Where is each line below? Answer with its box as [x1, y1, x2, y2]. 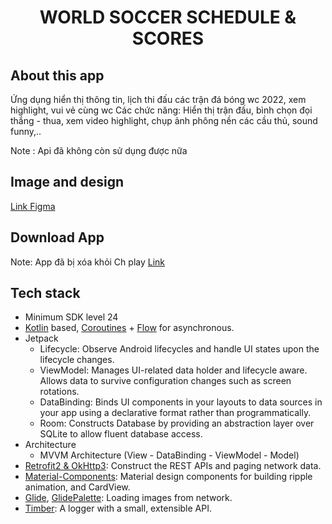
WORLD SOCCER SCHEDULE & [39, 6, 297, 29]
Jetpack [24, 332, 59, 345]
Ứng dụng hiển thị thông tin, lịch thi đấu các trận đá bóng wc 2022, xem [10, 94, 307, 105]
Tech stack [10, 285, 81, 302]
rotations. [39, 386, 80, 398]
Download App [10, 229, 105, 246]
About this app [10, 67, 105, 84]
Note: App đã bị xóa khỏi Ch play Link [10, 256, 166, 268]
